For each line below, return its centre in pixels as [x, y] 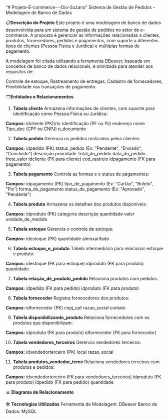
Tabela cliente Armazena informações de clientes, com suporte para [84, 108]
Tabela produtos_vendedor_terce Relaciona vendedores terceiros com [86, 362]
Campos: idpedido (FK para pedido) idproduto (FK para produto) [72, 288]
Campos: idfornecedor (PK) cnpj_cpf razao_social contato [66, 308]
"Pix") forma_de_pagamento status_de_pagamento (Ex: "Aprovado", [75, 189]
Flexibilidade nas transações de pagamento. [51, 87]
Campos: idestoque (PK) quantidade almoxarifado [57, 239]
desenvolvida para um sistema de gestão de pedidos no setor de [72, 30]
